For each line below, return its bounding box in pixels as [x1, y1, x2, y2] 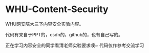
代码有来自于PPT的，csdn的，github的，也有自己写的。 [5, 31, 123, 37]
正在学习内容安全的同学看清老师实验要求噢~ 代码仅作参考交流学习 [5, 42, 144, 48]
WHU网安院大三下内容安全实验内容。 [5, 21, 84, 27]
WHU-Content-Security [5, 4, 109, 15]
